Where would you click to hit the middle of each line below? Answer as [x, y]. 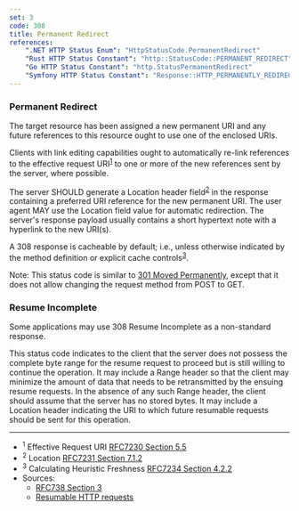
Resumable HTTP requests [85, 497]
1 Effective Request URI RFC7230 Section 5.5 [104, 446]
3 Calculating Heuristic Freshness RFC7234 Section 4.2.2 [127, 468]
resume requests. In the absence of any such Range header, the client [138, 392]
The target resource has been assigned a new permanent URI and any [138, 126]
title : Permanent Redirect [59, 34]
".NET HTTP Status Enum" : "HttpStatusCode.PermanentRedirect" [143, 51]
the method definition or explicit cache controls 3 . [99, 257]
